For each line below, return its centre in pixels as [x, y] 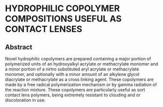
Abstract [19, 47]
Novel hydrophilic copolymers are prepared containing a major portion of [78, 59]
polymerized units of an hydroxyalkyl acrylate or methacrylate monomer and [81, 64]
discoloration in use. [25, 100]
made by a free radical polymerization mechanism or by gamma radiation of [81, 85]
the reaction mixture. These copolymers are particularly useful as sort [75, 90]
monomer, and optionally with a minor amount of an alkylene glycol [72, 74]
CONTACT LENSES [44, 29]
